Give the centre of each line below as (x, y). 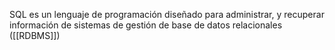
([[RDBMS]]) (35, 35)
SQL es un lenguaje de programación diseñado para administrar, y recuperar (167, 14)
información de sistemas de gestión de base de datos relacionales (146, 25)
